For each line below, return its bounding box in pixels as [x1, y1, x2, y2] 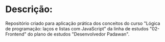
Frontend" [5, 31, 27, 37]
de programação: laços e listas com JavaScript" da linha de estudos [5, 25, 149, 31]
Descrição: [5, 4, 53, 15]
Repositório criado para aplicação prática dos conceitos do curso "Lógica [5, 20, 160, 26]
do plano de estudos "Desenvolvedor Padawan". [27, 31, 130, 37]
